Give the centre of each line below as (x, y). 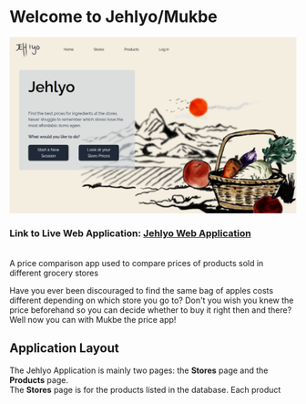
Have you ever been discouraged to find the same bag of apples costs (142, 290)
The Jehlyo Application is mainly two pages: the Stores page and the (139, 370)
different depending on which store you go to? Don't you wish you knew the (152, 300)
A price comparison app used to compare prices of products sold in (137, 263)
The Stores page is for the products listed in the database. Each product (145, 389)
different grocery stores (54, 273)
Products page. (39, 379)
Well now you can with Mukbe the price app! (93, 319)
